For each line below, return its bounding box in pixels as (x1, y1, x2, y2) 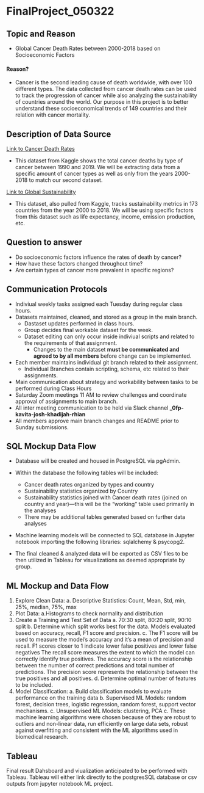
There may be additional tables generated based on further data (24, 513, 186, 521)
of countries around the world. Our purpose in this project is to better (15, 98, 189, 106)
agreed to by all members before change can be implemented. (33, 352, 192, 360)
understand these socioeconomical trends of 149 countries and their (15, 105, 188, 112)
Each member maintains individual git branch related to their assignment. (15, 358, 199, 366)
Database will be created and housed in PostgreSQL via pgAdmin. (15, 457, 181, 465)
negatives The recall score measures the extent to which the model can (15, 649, 195, 656)
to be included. (15, 681, 53, 689)
